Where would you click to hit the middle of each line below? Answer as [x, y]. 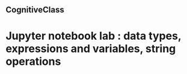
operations [33, 61]
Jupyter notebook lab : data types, [93, 36]
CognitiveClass [35, 10]
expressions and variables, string [91, 48]
